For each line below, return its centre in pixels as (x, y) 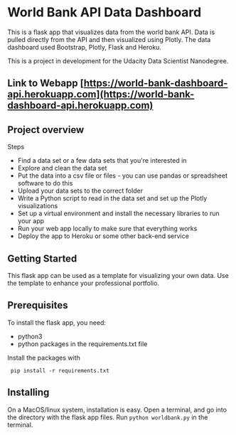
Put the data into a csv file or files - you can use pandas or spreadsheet (122, 176)
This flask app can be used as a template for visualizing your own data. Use (118, 275)
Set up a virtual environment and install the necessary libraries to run (119, 213)
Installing (28, 393)
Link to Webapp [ (45, 84)
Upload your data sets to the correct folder (80, 191)
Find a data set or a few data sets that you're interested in (102, 161)
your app (31, 221)
